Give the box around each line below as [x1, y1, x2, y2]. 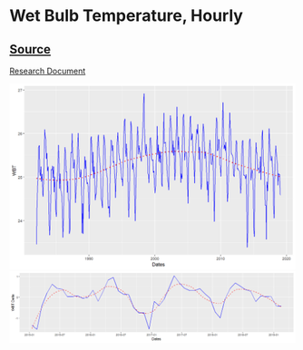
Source [9, 42, 52, 57]
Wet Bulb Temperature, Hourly [9, 5, 243, 26]
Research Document [9, 65, 86, 76]
